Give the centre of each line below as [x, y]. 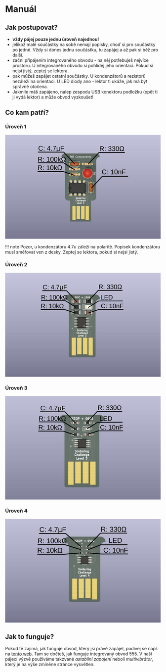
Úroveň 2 [16, 265]
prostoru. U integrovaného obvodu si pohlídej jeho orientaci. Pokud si [83, 66]
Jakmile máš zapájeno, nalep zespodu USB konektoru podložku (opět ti [85, 92]
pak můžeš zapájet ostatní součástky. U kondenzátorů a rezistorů [79, 76]
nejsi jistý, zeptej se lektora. [41, 71]
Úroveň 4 [17, 511]
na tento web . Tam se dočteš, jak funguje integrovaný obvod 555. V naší [79, 654]
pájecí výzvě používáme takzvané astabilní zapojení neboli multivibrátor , [79, 659]
